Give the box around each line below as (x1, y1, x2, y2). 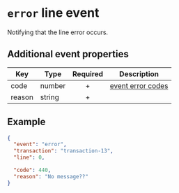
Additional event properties (7, 48, 129, 60)
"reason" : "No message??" (13, 173, 89, 180)
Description (119, 69, 159, 78)
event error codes (109, 80, 169, 90)
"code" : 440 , (13, 166, 52, 174)
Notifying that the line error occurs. (7, 28, 109, 36)
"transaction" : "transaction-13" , (13, 148, 114, 155)
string (40, 92, 59, 102)
